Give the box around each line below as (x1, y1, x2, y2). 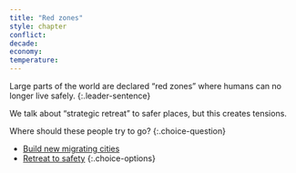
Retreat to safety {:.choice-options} (22, 153, 157, 164)
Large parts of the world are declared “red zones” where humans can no (9, 81, 282, 91)
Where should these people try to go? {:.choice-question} (9, 126, 226, 137)
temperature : (9, 56, 59, 65)
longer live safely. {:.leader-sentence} (9, 90, 151, 101)
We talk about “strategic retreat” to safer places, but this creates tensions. (9, 108, 287, 118)
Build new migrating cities (22, 143, 120, 154)
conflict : (9, 30, 47, 39)
